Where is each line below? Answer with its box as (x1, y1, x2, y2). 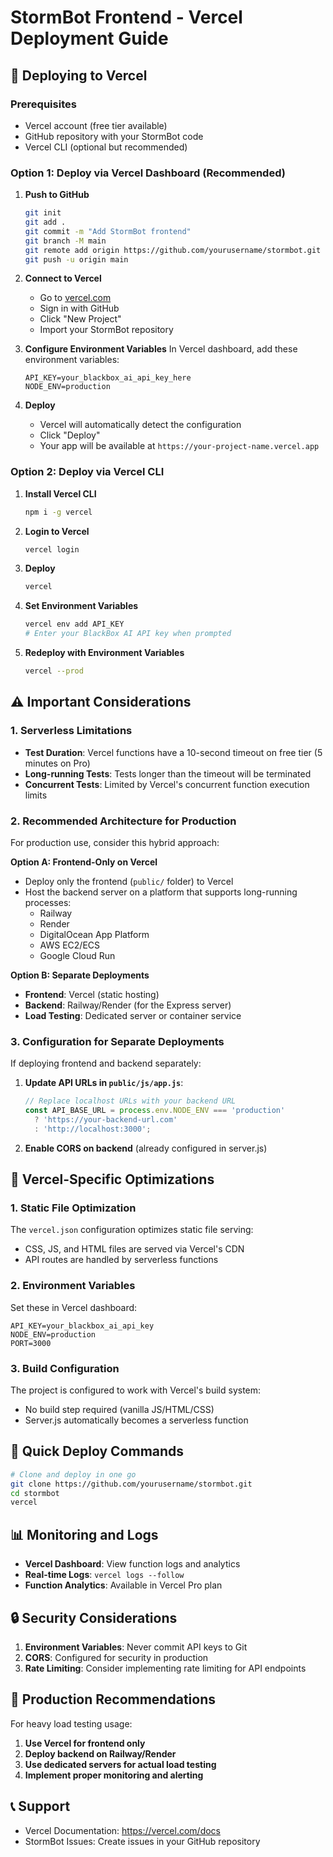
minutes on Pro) (24, 757, 91, 769)
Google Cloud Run (39, 949, 116, 961)
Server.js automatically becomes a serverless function (24, 1414, 249, 1426)
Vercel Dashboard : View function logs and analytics (24, 1558, 241, 1570)
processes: (24, 896, 72, 908)
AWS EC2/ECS (39, 939, 101, 951)
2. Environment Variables (10, 1279, 136, 1293)
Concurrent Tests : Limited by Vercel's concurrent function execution (24, 778, 310, 790)
